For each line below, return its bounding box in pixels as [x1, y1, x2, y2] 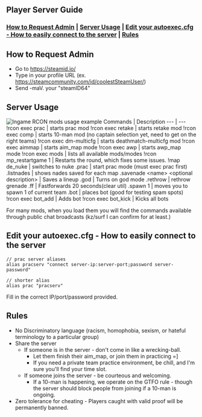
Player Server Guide [6, 5, 83, 15]
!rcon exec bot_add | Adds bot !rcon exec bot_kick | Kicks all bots [6, 195, 169, 202]
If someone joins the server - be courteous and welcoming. [24, 372, 172, 379]
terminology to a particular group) [14, 333, 99, 340]
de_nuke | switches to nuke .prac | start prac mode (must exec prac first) [6, 163, 188, 170]
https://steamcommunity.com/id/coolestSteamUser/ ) [14, 78, 147, 85]
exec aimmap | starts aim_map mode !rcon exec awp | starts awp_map [6, 143, 181, 150]
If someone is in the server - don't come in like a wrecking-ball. [24, 346, 181, 353]
